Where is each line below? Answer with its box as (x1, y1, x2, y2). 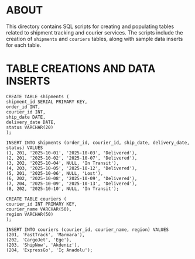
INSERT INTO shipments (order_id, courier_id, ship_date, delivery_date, (6, 140, 190, 146)
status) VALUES (6, 144, 43, 151)
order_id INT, (6, 103, 41, 110)
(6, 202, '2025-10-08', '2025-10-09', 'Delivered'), (6, 175, 138, 181)
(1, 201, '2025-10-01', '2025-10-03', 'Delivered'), (6, 150, 138, 156)
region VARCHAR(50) (6, 211, 54, 217)
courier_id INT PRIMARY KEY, (6, 201, 77, 207)
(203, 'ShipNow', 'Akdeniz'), (6, 242, 80, 248)
